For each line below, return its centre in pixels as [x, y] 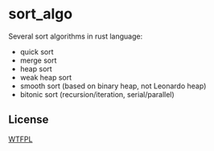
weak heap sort [46, 77]
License [29, 120]
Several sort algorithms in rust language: [76, 36]
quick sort [37, 51]
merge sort [38, 60]
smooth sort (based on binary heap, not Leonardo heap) [113, 86]
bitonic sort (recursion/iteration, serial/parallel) [97, 94]
